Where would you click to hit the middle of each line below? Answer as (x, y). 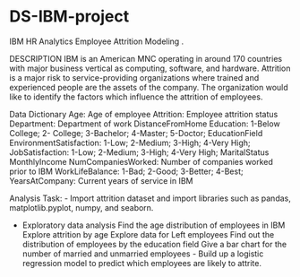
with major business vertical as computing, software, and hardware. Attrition (150, 68)
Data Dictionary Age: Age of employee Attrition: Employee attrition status (144, 114)
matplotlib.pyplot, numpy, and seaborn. (81, 207)
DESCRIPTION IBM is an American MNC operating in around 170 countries (146, 58)
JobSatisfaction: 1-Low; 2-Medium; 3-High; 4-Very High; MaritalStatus (139, 152)
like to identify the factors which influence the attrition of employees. (136, 97)
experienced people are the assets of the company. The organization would (149, 87)
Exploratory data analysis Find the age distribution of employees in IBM (154, 225)
